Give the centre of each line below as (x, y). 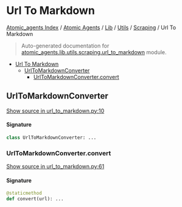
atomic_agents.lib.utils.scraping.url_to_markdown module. (94, 52)
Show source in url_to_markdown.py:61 (55, 167)
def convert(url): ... (35, 199)
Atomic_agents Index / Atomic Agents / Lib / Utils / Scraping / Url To (91, 27)
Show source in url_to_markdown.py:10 (55, 111)
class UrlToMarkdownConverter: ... (51, 138)
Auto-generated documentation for (65, 46)
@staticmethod (24, 193)
